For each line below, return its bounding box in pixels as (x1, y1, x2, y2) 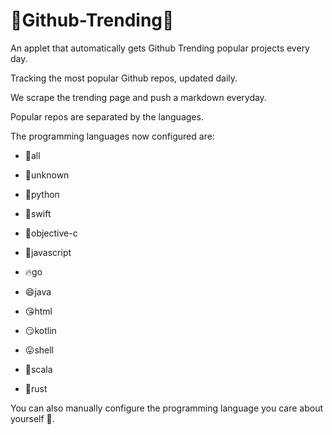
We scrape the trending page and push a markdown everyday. (10, 91, 267, 103)
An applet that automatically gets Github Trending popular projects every (10, 42, 310, 54)
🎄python (24, 188, 60, 200)
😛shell (24, 344, 55, 356)
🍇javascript (24, 246, 72, 258)
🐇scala (24, 363, 53, 375)
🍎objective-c (24, 227, 78, 239)
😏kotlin (24, 324, 57, 336)
